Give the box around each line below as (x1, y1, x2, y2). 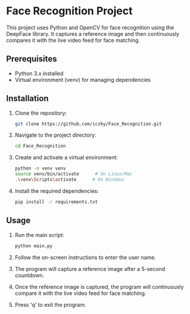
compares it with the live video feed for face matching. (6, 36, 141, 44)
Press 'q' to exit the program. (14, 301, 86, 308)
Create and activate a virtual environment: (14, 154, 118, 161)
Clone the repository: (14, 109, 67, 116)
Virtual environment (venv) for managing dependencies (14, 76, 151, 83)
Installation (6, 94, 49, 104)
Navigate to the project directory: (14, 131, 96, 138)
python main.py (14, 243, 53, 249)
